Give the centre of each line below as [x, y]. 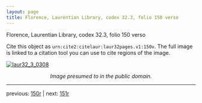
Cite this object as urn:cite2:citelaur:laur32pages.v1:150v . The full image [99, 46]
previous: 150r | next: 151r [38, 93]
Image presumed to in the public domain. [101, 76]
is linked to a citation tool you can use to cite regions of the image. [88, 52]
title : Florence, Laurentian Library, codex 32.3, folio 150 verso [93, 17]
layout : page [23, 12]
